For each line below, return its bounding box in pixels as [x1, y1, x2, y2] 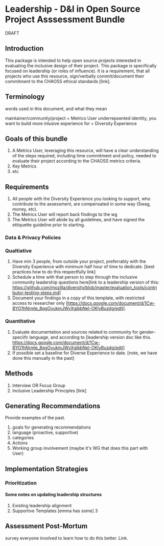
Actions [12, 440, 28, 446]
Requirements [5, 183, 49, 191]
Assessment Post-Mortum [5, 522, 88, 530]
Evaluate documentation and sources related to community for [12, 329, 139, 335]
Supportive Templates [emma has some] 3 [12, 508, 98, 514]
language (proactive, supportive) [12, 430, 78, 435]
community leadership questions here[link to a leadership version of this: [12, 279, 160, 286]
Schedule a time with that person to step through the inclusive [12, 274, 138, 280]
